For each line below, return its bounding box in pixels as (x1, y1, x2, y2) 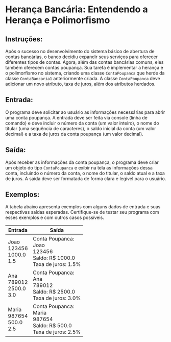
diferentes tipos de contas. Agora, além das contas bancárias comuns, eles (5, 59, 164, 65)
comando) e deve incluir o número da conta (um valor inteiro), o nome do (5, 120, 159, 126)
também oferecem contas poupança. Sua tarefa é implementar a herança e (5, 65, 163, 70)
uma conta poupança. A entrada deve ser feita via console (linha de (5, 114, 148, 120)
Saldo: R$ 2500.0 (33, 288, 76, 296)
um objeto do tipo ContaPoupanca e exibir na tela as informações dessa (5, 164, 153, 170)
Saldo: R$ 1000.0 (33, 254, 76, 261)
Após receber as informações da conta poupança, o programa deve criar (5, 159, 159, 165)
